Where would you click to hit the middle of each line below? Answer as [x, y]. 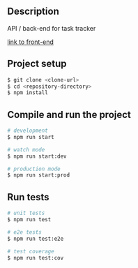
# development [28, 131]
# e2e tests [24, 232]
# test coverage [31, 251]
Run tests [28, 197]
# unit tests [26, 213]
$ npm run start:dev [37, 156]
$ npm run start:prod [39, 175]
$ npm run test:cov [36, 258]
